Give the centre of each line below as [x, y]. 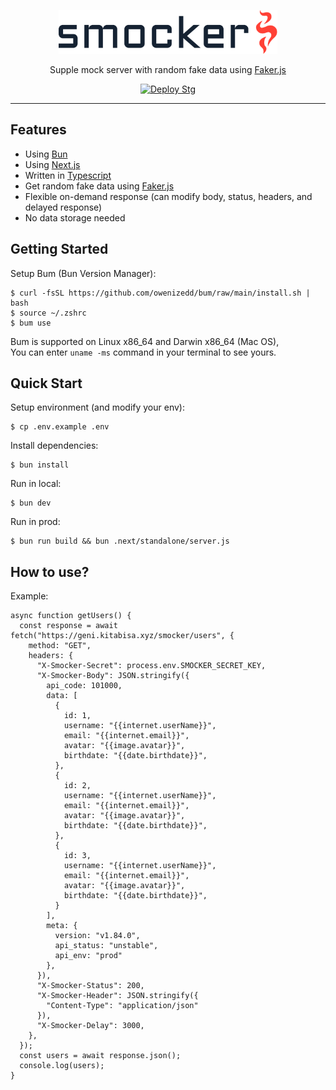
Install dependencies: [54, 446]
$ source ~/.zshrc [48, 313]
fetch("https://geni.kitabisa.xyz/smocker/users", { [122, 636]
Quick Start [46, 383]
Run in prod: [35, 522]
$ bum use [31, 323]
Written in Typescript [68, 175]
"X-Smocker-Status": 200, [90, 986]
